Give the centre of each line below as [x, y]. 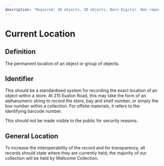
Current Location [40, 33]
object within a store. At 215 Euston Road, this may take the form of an [76, 96]
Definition [20, 52]
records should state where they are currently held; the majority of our [76, 153]
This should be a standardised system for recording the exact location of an [81, 90]
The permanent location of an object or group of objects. [62, 63]
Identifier [20, 79]
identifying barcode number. [34, 111]
